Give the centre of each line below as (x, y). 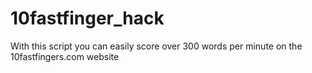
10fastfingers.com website (65, 56)
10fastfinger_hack (87, 18)
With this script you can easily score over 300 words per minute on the (156, 46)
